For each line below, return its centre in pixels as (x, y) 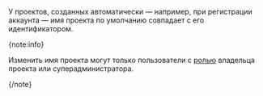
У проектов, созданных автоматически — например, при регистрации (130, 12)
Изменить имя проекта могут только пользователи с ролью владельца (131, 60)
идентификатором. (41, 29)
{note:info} (26, 44)
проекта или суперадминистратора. (71, 69)
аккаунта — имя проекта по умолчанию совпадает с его (106, 20)
